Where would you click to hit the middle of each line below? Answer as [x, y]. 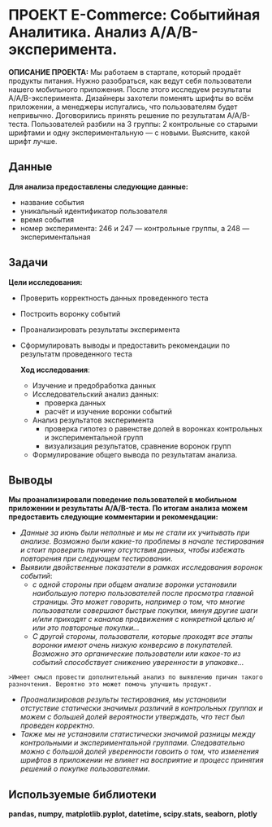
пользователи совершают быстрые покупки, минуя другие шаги [145, 610]
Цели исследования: [45, 282]
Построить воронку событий [70, 313]
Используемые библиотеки [82, 794]
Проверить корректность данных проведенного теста [114, 298]
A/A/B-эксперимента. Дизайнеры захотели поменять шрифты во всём [131, 98]
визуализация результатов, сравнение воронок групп [138, 446]
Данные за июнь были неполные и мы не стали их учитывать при [135, 533]
